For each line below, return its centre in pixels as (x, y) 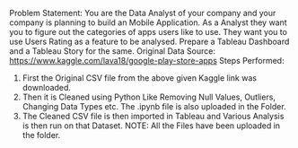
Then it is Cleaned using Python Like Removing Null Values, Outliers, (149, 97)
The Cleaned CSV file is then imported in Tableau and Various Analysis (153, 116)
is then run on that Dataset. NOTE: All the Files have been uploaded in (151, 126)
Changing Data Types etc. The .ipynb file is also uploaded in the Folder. (154, 106)
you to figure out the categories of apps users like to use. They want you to (148, 32)
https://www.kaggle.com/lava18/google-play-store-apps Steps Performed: (147, 61)
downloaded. (47, 87)
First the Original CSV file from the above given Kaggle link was (140, 78)
